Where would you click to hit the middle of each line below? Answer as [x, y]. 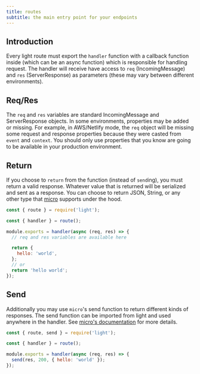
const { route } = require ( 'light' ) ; [53, 210]
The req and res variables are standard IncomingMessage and [83, 115]
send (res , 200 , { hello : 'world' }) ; [59, 360]
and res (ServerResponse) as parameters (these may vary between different [100, 75]
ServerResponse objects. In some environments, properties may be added [98, 121]
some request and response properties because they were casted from [94, 134]
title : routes [24, 12]
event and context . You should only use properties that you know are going [99, 140]
